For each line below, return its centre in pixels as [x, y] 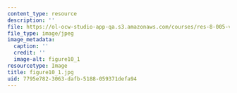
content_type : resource [42, 14]
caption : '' [31, 46]
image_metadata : [31, 40]
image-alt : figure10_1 [47, 59]
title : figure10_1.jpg [41, 72]
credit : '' [30, 53]
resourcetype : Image [38, 66]
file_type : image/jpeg [41, 33]
